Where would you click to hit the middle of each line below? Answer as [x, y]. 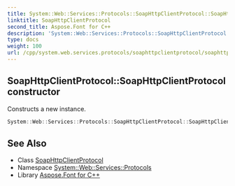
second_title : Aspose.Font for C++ [59, 27]
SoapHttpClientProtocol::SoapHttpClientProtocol [116, 81]
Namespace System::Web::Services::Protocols [84, 168]
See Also [27, 143]
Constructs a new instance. [47, 108]
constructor [34, 92]
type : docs [23, 40]
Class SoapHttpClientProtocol [60, 160]
